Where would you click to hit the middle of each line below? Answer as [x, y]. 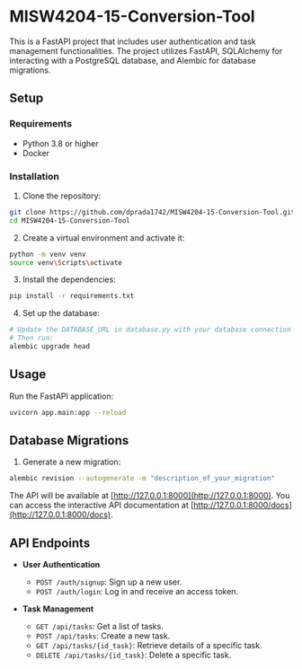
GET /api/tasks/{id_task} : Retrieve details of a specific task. [149, 646]
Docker [36, 153]
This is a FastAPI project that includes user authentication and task [133, 41]
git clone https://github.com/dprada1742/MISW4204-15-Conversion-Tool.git [152, 212]
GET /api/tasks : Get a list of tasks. [99, 627]
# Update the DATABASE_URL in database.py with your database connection [151, 330]
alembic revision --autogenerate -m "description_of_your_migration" [142, 479]
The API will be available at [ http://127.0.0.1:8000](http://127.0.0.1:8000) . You [150, 496]
